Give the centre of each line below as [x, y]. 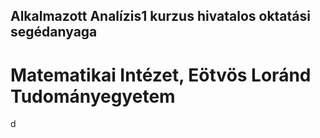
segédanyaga [54, 32]
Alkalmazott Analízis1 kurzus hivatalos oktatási [160, 16]
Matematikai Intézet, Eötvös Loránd [161, 75]
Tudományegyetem [93, 96]
